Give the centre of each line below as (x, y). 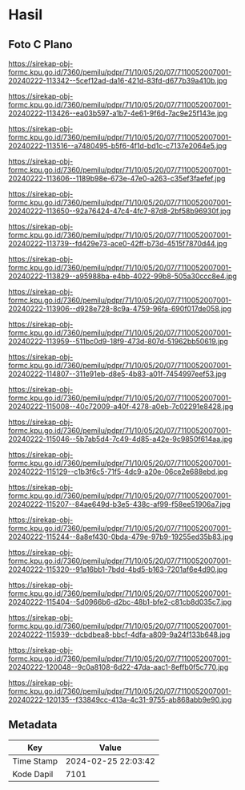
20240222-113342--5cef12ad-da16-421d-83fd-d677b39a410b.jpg (118, 81)
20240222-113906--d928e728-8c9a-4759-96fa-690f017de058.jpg (120, 309)
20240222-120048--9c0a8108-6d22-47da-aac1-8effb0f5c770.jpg (118, 667)
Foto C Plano (40, 45)
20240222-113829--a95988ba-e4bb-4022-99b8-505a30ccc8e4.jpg (123, 276)
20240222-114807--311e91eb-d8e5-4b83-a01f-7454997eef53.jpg (117, 374)
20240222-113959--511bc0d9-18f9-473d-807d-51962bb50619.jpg (118, 341)
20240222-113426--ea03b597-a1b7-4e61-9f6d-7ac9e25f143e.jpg (118, 113)
